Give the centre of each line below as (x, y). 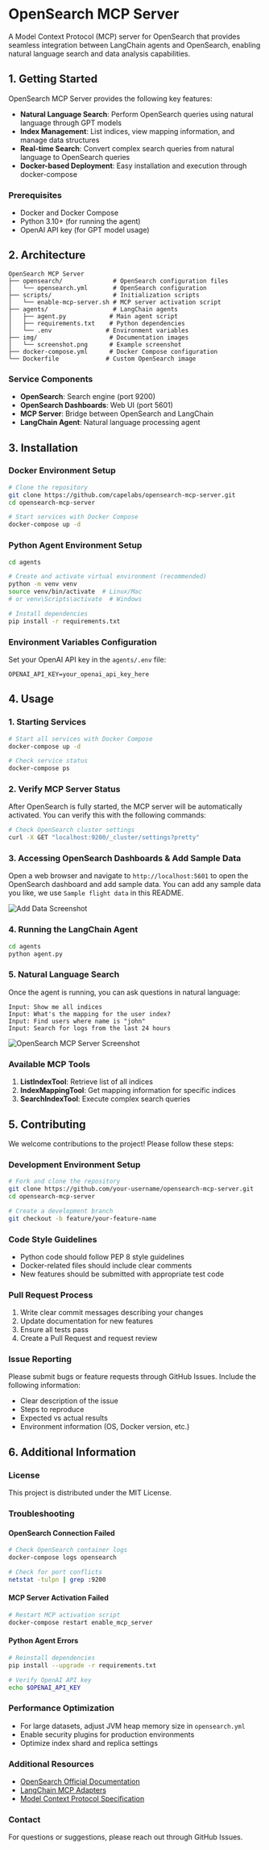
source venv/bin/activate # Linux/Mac (75, 592)
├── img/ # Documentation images (99, 337)
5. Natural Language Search (64, 974)
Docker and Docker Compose (69, 213)
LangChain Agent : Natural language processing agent (110, 423)
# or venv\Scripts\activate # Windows (75, 599)
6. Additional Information (72, 1452)
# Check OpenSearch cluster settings (72, 830)
